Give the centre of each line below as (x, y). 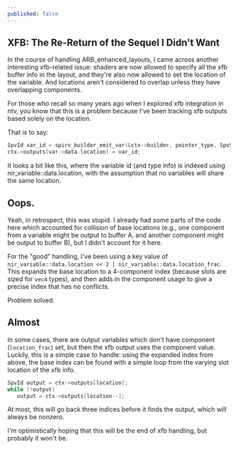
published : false (33, 14)
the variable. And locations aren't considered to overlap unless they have (114, 82)
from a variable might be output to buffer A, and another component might (116, 235)
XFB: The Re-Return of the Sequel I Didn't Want (113, 43)
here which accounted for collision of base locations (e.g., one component (116, 227)
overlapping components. (45, 90)
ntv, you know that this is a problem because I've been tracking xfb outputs (118, 111)
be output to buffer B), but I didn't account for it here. (85, 243)
